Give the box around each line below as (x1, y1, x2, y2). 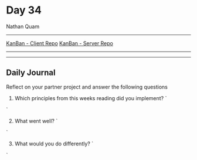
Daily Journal (6, 68, 56, 78)
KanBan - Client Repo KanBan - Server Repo (6, 39, 113, 47)
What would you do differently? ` (14, 140, 94, 147)
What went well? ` (14, 117, 58, 124)
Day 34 (6, 4, 42, 17)
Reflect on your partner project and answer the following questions (6, 83, 168, 90)
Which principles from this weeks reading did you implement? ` (14, 94, 167, 101)
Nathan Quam (6, 23, 40, 30)
